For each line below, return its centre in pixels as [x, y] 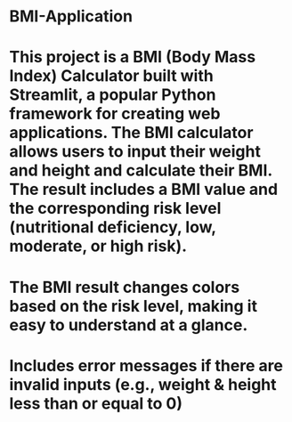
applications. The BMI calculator [131, 133]
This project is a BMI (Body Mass [133, 57]
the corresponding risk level [115, 209]
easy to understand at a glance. [129, 325]
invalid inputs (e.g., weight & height [143, 384]
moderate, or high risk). [98, 246]
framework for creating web [115, 114]
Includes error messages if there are [146, 365]
